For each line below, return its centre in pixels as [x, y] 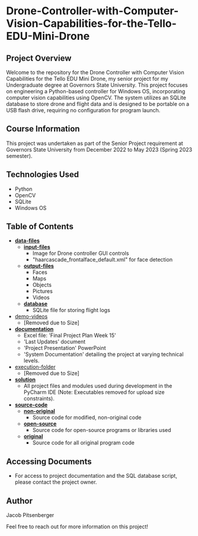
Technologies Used [42, 174]
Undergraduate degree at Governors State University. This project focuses [97, 85]
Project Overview [39, 58]
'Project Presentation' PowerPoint [65, 348]
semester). [19, 156]
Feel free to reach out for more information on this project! [77, 526]
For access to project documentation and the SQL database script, [96, 476]
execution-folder [35, 367]
